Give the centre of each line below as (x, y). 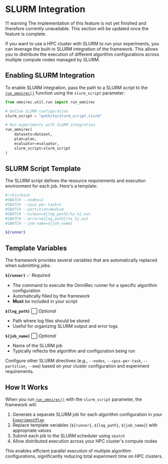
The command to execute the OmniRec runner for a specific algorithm (85, 286)
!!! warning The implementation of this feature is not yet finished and (76, 23)
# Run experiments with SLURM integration (50, 125)
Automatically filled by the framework (51, 296)
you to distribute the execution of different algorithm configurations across (82, 54)
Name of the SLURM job (37, 346)
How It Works (27, 387)
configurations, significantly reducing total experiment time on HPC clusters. (84, 456)
